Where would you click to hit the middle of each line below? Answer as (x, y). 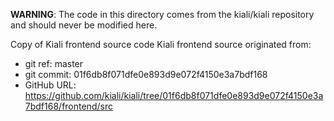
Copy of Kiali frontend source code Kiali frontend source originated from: (161, 44)
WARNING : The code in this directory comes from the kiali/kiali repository (162, 14)
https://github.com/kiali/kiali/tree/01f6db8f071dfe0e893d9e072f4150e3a (174, 95)
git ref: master (54, 63)
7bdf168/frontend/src (68, 106)
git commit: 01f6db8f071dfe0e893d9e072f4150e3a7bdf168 (146, 74)
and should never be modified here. (84, 25)
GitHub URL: (50, 85)
